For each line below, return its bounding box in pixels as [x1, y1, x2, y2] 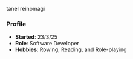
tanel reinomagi [6, 5, 45, 12]
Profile [6, 20, 27, 28]
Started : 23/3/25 [15, 33, 58, 41]
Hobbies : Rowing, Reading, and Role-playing [15, 46, 127, 53]
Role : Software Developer [15, 40, 80, 47]
